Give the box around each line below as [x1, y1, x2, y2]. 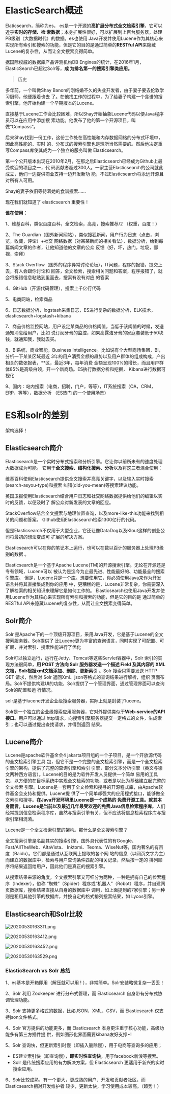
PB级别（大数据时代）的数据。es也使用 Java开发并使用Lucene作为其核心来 [5, 35, 163, 41]
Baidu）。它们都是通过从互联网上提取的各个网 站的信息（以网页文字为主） [14, 851, 166, 857]
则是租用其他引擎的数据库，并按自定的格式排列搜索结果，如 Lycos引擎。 [5, 893, 157, 900]
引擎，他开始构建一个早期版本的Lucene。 [9, 100, 97, 106]
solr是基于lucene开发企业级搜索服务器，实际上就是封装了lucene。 [5, 697, 144, 703]
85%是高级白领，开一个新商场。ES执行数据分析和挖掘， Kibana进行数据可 [9, 366, 166, 372]
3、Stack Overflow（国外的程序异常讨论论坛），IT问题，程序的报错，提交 [5, 261, 158, 267]
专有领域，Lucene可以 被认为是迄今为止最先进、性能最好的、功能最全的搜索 [5, 568, 165, 574]
